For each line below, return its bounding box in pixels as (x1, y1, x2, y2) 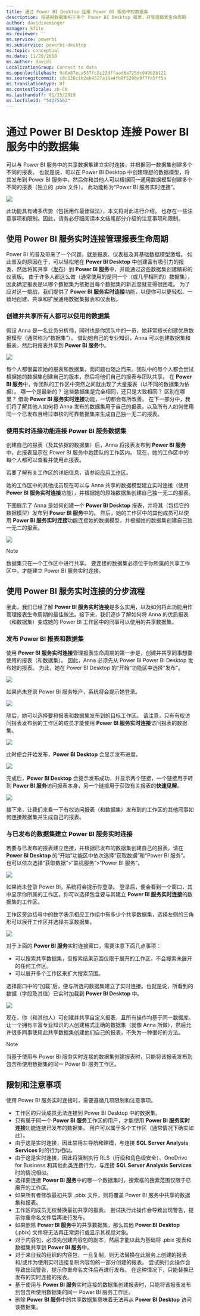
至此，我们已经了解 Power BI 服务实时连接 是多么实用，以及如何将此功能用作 (6, 603, 193, 610)
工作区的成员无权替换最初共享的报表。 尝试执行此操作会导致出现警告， (14, 1207, 189, 1214)
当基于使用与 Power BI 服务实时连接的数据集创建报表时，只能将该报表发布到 (6, 1053, 193, 1060)
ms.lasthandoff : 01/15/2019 (6, 92, 76, 98)
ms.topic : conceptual (6, 48, 60, 54)
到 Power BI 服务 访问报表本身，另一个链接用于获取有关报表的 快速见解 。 (6, 782, 183, 789)
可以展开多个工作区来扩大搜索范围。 (14, 970, 104, 977)
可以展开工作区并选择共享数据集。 (11, 918, 95, 925)
